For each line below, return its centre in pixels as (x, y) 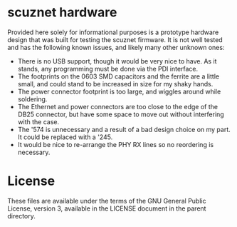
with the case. (38, 121)
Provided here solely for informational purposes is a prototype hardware (113, 32)
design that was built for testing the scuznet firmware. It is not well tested (115, 39)
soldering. (32, 99)
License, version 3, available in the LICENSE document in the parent (107, 208)
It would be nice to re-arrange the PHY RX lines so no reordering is (116, 144)
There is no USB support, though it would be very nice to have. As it (117, 61)
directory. (21, 216)
